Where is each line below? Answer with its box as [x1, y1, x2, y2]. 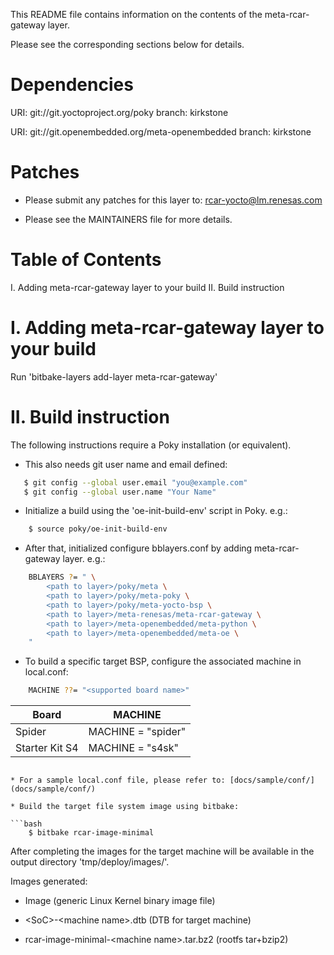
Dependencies [10, 74, 134, 96]
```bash [10, 819, 43, 829]
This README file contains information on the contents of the [10, 9, 263, 20]
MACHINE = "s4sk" [88, 741, 180, 755]
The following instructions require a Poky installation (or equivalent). [10, 439, 292, 451]
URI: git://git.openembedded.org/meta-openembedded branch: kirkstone [10, 125, 312, 138]
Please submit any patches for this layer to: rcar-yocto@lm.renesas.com [24, 194, 323, 206]
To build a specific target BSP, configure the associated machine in [24, 655, 302, 668]
